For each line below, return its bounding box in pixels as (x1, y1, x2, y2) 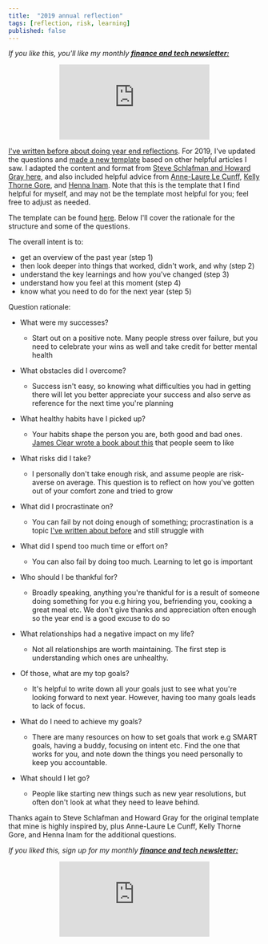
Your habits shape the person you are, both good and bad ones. (31, 430, 242, 440)
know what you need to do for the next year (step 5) (19, 286, 192, 297)
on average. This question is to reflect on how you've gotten (55, 478, 254, 488)
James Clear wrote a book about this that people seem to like (31, 438, 234, 448)
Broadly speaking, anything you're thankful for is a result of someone (31, 588, 260, 598)
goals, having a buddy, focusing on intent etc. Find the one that (31, 741, 241, 751)
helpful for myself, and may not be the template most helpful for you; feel (8, 189, 250, 199)
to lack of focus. (31, 701, 86, 711)
